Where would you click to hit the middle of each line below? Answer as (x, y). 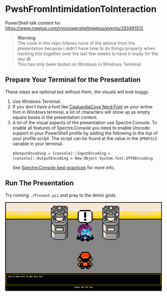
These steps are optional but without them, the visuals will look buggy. (77, 92)
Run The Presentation (40, 183)
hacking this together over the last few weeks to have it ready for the (88, 54)
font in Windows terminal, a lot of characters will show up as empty (81, 112)
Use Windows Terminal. (37, 101)
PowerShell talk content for (33, 23)
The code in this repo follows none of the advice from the (76, 43)
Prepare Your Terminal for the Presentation (73, 80)
